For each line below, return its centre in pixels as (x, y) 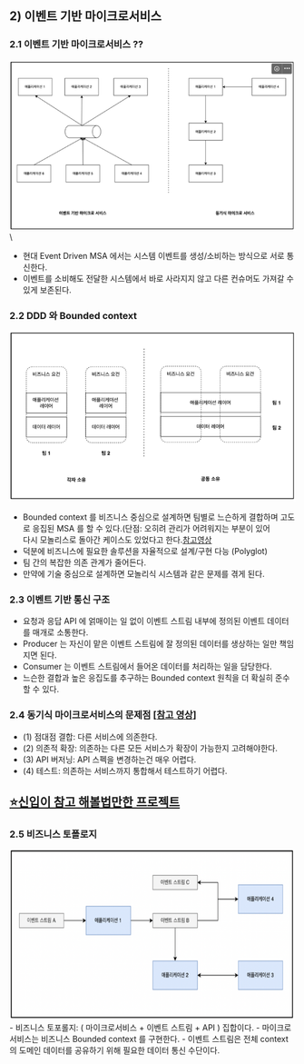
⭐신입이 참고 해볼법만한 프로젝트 (95, 802)
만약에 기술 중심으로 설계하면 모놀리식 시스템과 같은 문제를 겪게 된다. (143, 573)
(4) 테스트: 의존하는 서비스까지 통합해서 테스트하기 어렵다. (125, 771)
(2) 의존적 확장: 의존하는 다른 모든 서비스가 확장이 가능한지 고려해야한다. (150, 748)
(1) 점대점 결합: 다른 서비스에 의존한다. (90, 736)
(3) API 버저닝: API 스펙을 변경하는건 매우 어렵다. (109, 759)
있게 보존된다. (47, 290)
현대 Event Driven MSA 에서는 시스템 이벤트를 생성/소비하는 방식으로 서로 (153, 255)
